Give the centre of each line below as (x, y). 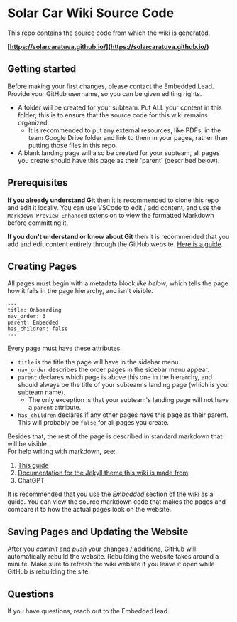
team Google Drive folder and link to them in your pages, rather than (128, 137)
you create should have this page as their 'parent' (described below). (118, 160)
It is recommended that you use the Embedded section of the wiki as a (110, 494)
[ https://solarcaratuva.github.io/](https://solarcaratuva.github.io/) (108, 46)
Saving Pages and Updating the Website (98, 532)
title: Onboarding (34, 310)
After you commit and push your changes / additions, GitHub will (102, 549)
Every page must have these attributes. (65, 348)
